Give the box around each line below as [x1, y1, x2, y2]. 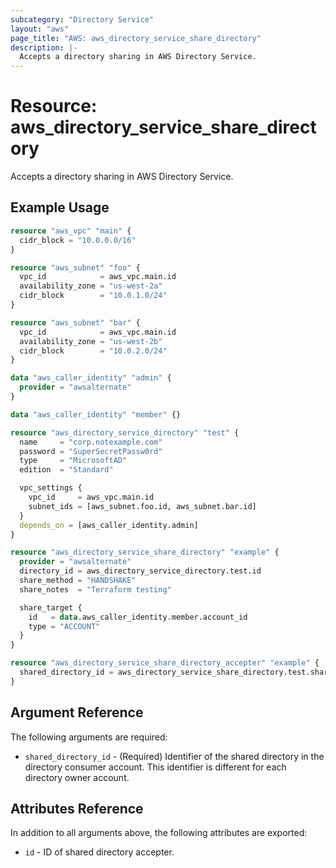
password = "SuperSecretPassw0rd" [19, 446, 163, 456]
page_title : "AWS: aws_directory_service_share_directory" [10, 33, 262, 43]
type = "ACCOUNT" [28, 621, 101, 631]
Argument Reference [10, 704, 144, 721]
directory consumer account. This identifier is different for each [24, 761, 287, 773]
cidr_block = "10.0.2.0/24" [19, 346, 168, 356]
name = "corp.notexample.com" [19, 437, 163, 447]
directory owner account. [24, 771, 130, 783]
